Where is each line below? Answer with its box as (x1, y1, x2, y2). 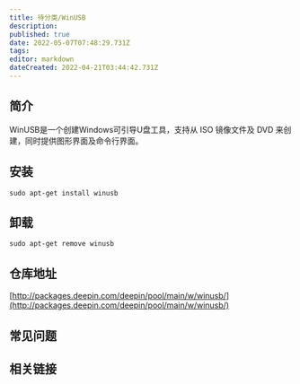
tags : (9, 47, 30, 56)
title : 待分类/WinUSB (9, 13, 86, 22)
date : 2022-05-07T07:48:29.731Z (9, 38, 130, 48)
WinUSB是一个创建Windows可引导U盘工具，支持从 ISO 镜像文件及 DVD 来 (9, 124, 285, 135)
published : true (9, 30, 70, 39)
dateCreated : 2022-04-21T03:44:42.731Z (9, 64, 159, 73)
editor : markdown (9, 55, 75, 64)
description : (9, 22, 58, 31)
